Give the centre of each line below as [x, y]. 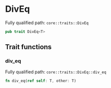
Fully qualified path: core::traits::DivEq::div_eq [56, 72]
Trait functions [28, 47]
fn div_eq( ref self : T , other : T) [41, 81]
